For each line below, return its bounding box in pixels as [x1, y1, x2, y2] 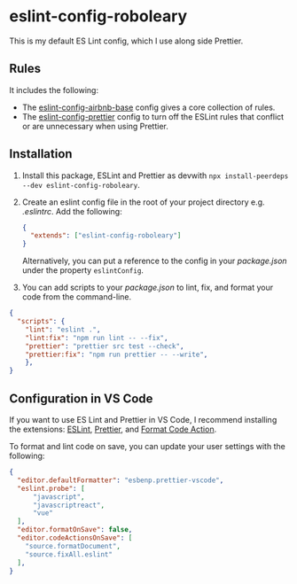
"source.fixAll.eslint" [25, 549, 113, 559]
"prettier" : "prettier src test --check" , [25, 341, 184, 351]
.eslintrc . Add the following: [21, 206, 122, 216]
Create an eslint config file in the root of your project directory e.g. [21, 197, 265, 207]
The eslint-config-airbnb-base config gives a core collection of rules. [21, 102, 276, 113]
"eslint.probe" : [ [17, 484, 86, 493]
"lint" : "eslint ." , [25, 325, 101, 334]
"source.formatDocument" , [25, 541, 121, 550]
